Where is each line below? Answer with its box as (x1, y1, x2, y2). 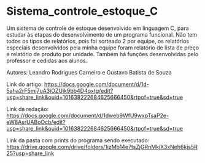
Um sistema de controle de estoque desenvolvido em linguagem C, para (6, 24, 189, 32)
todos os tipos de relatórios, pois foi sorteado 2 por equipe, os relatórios (6, 37, 189, 45)
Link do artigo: (6, 81, 43, 88)
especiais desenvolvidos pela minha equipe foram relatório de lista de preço (6, 44, 199, 51)
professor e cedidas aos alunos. (6, 57, 88, 64)
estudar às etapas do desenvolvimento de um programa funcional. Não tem (6, 31, 198, 38)
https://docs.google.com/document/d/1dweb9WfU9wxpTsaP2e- (6, 112, 169, 119)
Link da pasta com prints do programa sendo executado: (6, 136, 150, 144)
